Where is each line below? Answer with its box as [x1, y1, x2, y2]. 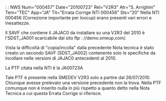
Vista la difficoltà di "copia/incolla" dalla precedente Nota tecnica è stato [5, 45, 155, 50]
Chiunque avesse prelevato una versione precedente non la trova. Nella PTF [5, 80, 162, 86]
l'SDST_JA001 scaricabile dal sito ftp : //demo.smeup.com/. [5, 35, 127, 41]
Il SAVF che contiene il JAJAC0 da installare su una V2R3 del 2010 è [5, 30, 145, 35]
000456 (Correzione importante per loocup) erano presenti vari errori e [5, 15, 152, 20]
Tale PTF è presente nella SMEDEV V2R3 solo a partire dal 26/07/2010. [5, 75, 151, 80]
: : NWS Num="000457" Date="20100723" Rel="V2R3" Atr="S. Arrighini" [5, 4, 156, 10]
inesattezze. [5, 20, 30, 26]
